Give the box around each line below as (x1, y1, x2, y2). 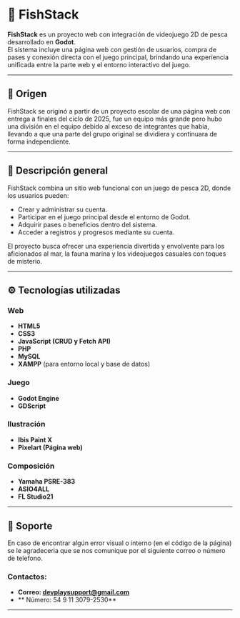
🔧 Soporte (7, 519, 53, 532)
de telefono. (7, 554, 43, 562)
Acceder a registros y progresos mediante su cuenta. (17, 228, 175, 236)
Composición (7, 461, 55, 471)
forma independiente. (7, 137, 71, 146)
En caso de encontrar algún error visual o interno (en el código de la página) (7, 539, 232, 547)
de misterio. (7, 256, 43, 265)
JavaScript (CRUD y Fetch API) (17, 337, 111, 346)
